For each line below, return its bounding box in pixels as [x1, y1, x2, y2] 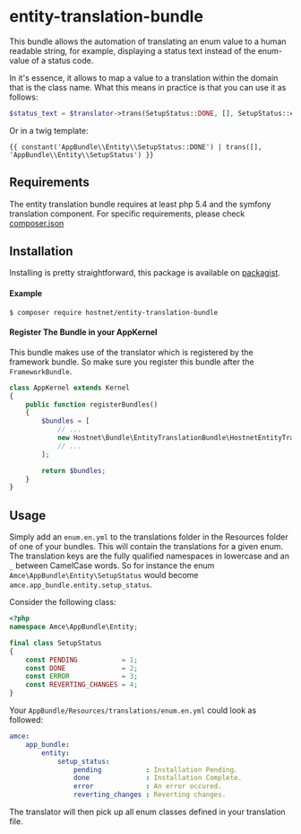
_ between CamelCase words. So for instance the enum [9, 560, 215, 571]
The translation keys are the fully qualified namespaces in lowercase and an [9, 550, 289, 562]
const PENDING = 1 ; [25, 655, 139, 664]
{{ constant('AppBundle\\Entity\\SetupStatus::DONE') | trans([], [9, 142, 262, 152]
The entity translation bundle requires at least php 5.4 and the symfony [9, 198, 271, 209]
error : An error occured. [73, 782, 222, 791]
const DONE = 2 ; [25, 663, 139, 672]
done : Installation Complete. [73, 774, 243, 783]
